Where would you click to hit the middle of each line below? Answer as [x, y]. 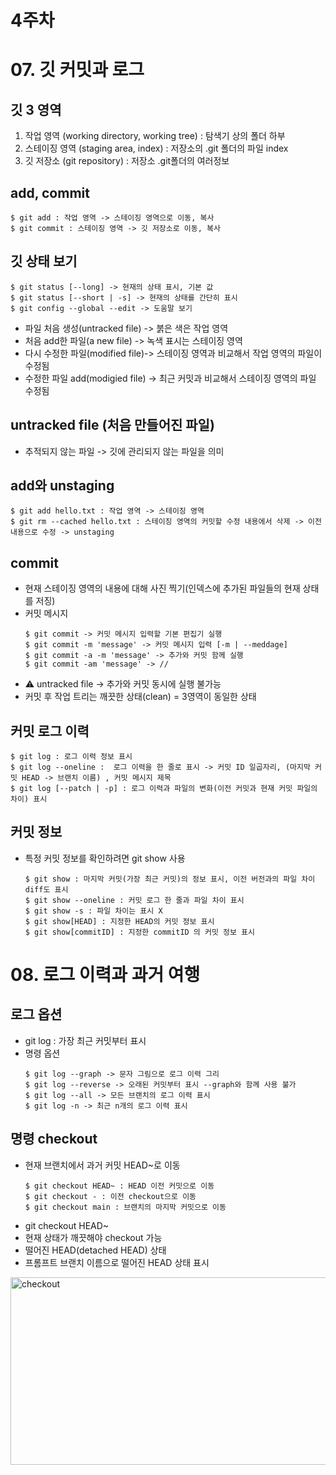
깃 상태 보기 [44, 261]
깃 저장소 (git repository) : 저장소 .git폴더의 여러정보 [127, 161]
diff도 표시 [46, 889]
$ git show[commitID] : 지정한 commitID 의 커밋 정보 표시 [139, 932]
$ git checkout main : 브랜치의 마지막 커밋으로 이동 [125, 1207]
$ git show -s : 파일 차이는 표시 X [93, 911]
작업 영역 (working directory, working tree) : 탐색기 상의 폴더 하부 [155, 136]
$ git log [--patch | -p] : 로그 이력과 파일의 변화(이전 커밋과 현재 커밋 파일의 [164, 789]
